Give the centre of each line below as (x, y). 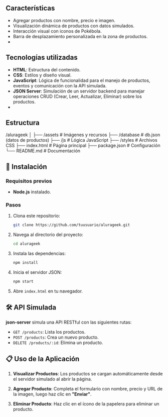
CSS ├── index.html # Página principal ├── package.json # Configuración (83, 146)
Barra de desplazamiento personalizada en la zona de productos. (80, 36)
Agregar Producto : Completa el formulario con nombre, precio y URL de (88, 388)
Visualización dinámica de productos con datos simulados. (74, 26)
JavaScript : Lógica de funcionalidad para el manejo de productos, (81, 80)
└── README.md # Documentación (43, 151)
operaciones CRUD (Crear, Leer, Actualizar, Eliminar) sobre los (77, 96)
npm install (25, 263)
